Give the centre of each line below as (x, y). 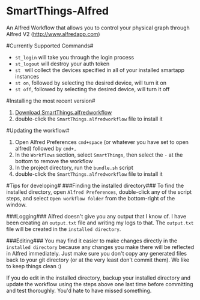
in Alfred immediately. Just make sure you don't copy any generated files (97, 253)
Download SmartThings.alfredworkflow (63, 112)
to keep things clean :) (34, 266)
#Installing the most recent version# (51, 101)
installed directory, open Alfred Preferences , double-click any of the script (99, 192)
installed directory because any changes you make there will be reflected (100, 247)
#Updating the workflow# (38, 130)
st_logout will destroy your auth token (62, 64)
